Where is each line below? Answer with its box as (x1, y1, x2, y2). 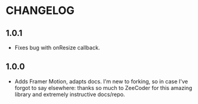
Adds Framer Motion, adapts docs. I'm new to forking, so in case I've (14, 77, 188, 85)
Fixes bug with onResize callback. (14, 44, 100, 51)
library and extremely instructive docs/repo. (14, 91, 125, 98)
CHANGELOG (5, 4, 75, 18)
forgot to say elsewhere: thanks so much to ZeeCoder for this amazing (14, 84, 193, 91)
